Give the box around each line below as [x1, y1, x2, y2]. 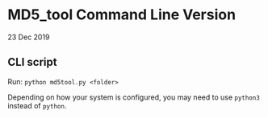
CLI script [7, 55, 57, 69]
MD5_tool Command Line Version [7, 6, 236, 24]
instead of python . [7, 100, 67, 110]
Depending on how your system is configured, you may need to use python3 [7, 92, 260, 102]
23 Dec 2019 [7, 32, 50, 42]
